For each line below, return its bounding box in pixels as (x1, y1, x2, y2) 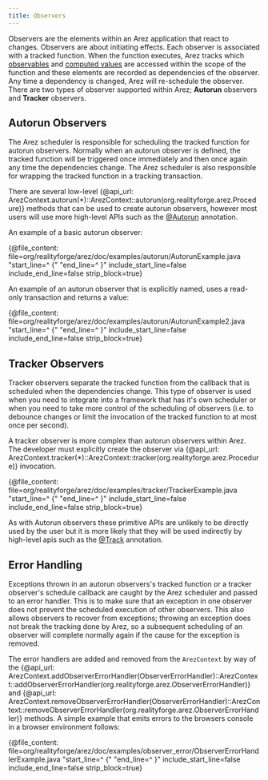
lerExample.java (8, 754, 62, 764)
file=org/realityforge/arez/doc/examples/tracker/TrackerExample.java (8, 485, 238, 495)
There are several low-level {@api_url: (8, 187, 134, 197)
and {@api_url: (8, 688, 57, 698)
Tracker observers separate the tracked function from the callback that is (8, 378, 250, 388)
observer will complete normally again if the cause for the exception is (8, 631, 240, 640)
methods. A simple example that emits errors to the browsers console (23, 714, 254, 723)
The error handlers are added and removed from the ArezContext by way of (8, 655, 257, 664)
